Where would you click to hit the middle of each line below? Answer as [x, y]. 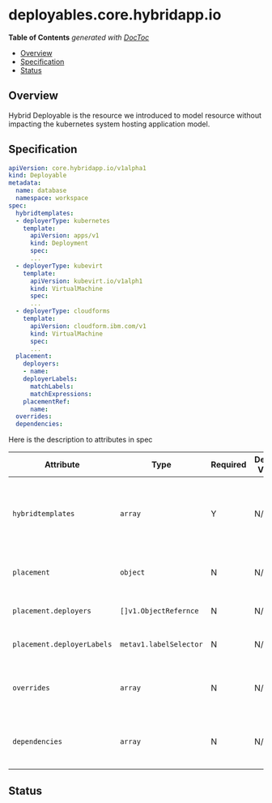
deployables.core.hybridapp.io [115, 15]
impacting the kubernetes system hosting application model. [109, 124]
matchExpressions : [61, 394]
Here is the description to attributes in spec [81, 440]
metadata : [25, 183]
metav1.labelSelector [162, 645]
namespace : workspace [52, 199]
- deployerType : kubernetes [63, 220]
